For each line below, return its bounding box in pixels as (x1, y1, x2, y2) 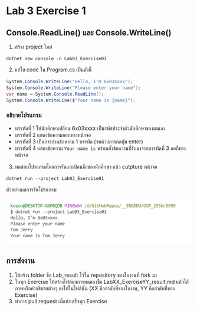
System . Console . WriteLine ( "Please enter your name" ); (6, 84, 142, 91)
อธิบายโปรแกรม (6, 111, 42, 119)
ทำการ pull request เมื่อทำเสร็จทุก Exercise (14, 297, 107, 305)
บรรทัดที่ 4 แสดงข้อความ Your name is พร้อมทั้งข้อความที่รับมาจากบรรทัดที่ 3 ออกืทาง (14, 145, 186, 152)
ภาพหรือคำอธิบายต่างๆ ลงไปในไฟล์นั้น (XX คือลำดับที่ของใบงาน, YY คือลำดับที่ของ (14, 284, 175, 292)
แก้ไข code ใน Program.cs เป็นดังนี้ (14, 66, 93, 73)
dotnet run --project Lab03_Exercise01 (6, 175, 104, 181)
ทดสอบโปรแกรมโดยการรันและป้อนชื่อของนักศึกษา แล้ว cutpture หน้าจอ (14, 163, 157, 170)
